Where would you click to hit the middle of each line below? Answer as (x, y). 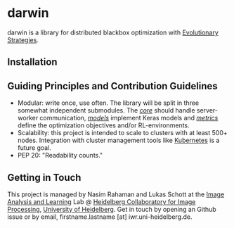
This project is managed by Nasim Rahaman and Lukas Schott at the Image (116, 194)
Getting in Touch (44, 177)
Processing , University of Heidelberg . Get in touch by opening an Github (112, 209)
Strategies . (23, 39)
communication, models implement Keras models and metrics (129, 118)
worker (28, 118)
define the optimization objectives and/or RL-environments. (103, 125)
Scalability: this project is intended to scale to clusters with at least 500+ (123, 133)
